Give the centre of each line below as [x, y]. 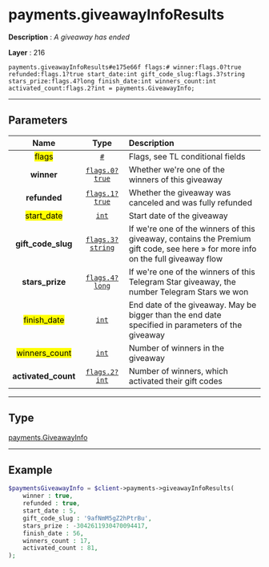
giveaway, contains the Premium [190, 238]
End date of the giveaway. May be [193, 305]
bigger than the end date [175, 314]
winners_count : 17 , [57, 541]
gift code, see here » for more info [193, 249]
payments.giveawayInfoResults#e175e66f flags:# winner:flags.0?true [125, 67]
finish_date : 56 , [53, 533]
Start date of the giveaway [178, 216]
